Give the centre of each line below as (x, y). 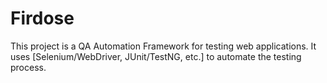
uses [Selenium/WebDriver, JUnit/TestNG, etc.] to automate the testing (156, 56)
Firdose (42, 18)
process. (28, 67)
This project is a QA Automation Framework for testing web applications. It (163, 46)
